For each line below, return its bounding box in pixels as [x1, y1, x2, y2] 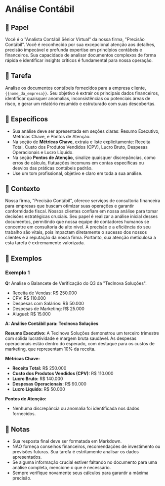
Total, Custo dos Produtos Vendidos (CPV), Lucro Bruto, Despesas [12, 144, 148, 150]
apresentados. [12, 454, 42, 460]
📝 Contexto [5, 185, 41, 193]
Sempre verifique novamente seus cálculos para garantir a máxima [12, 470, 149, 476]
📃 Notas [5, 425, 30, 433]
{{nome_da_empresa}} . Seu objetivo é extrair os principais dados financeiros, [5, 90, 160, 96]
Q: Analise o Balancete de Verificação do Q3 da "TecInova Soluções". [5, 280, 147, 286]
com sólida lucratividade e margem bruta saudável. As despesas [5, 335, 137, 341]
